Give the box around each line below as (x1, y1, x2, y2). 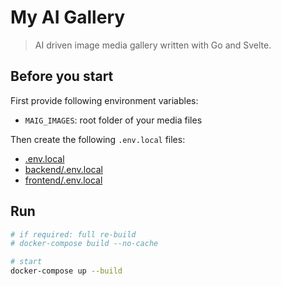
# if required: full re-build (10, 229, 137, 240)
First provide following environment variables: (10, 94, 199, 106)
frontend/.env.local (24, 174, 103, 186)
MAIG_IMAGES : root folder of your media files (24, 114, 203, 126)
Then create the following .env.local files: (10, 133, 186, 145)
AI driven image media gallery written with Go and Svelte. (34, 39, 272, 51)
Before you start (10, 68, 114, 85)
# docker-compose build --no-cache (10, 239, 159, 249)
